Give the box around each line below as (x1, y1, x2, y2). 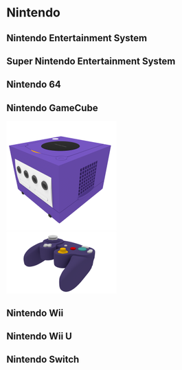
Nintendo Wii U (6, 330, 73, 342)
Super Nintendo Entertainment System (6, 55, 176, 67)
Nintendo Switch (6, 354, 80, 365)
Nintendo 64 (6, 79, 61, 91)
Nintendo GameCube (6, 102, 98, 114)
